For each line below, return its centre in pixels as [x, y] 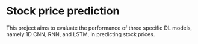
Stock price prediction [63, 11]
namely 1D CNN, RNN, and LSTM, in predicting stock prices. [81, 34]
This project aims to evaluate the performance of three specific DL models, [99, 28]
